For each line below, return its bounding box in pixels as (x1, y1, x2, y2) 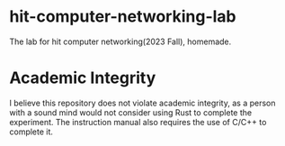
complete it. (9, 126, 54, 137)
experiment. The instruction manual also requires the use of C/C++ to (9, 116, 267, 127)
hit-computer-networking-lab (9, 6, 236, 27)
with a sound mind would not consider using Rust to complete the (9, 106, 253, 118)
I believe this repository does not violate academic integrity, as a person (9, 97, 276, 108)
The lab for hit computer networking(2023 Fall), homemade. (9, 36, 232, 47)
